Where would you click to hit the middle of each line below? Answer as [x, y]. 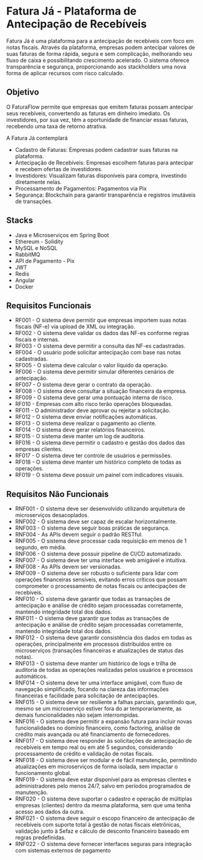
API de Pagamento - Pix [45, 261]
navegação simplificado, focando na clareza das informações [92, 689]
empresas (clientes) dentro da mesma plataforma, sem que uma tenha [103, 805]
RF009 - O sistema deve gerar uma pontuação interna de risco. [94, 398]
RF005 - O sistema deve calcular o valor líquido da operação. [92, 365]
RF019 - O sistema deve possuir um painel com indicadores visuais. [99, 475]
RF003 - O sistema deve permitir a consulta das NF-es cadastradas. [100, 346]
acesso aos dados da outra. [50, 812]
